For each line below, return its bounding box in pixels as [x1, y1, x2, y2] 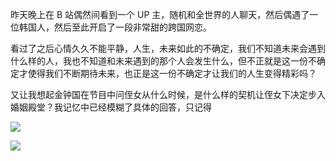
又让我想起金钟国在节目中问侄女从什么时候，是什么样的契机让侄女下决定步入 [10, 89, 326, 100]
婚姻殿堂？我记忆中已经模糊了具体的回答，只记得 [10, 101, 212, 113]
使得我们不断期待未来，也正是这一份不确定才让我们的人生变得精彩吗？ [27, 68, 317, 79]
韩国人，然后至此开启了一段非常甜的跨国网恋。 [18, 21, 212, 33]
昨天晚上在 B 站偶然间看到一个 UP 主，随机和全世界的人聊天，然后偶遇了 [10, 9, 310, 20]
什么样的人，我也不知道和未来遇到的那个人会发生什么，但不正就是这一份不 [10, 55, 317, 67]
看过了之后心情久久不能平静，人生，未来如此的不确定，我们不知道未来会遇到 [10, 43, 326, 54]
